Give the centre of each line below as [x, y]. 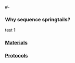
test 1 [10, 30]
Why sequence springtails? [38, 19]
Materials [16, 43]
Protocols [17, 56]
